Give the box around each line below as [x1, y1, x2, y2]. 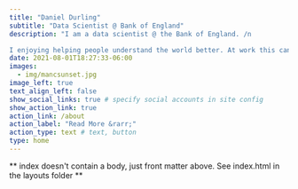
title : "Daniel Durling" [9, 12, 101, 22]
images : [9, 62, 38, 71]
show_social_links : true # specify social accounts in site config [9, 95, 264, 104]
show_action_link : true [9, 103, 98, 112]
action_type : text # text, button [9, 128, 137, 138]
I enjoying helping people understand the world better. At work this [9, 45, 276, 54]
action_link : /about [9, 112, 86, 121]
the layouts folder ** [9, 169, 83, 180]
